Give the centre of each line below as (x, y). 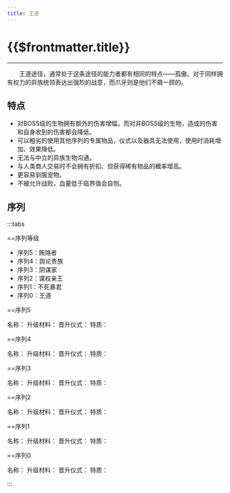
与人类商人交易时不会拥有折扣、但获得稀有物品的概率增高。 (101, 166)
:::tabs (16, 224)
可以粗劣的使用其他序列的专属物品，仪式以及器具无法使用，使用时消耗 (116, 140)
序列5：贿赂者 (37, 253)
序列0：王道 (34, 296)
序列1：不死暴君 (39, 287)
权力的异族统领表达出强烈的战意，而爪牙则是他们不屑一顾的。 (100, 82)
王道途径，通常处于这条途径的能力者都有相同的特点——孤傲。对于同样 (118, 73)
